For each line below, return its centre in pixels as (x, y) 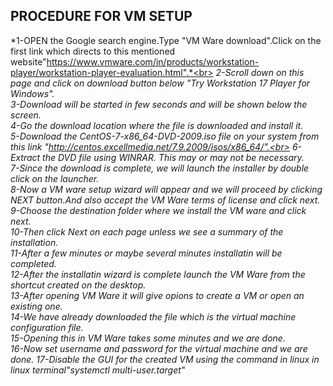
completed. (33, 263)
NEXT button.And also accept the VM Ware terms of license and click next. (165, 200)
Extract (25, 157)
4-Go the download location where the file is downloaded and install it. (157, 125)
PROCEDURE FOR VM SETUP (101, 16)
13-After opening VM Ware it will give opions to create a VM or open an (157, 295)
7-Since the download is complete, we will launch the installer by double (160, 168)
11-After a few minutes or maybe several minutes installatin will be (146, 253)
